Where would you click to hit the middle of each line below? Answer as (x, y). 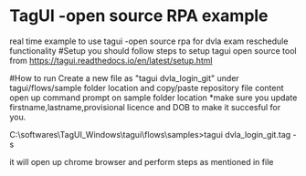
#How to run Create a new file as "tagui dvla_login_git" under (124, 78)
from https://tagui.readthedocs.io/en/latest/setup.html (111, 60)
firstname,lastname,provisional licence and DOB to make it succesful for (145, 107)
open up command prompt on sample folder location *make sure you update (153, 98)
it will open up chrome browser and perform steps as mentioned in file (142, 161)
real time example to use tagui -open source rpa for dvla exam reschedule (149, 41)
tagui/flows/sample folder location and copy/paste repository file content (147, 88)
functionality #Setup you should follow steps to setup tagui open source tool (153, 50)
